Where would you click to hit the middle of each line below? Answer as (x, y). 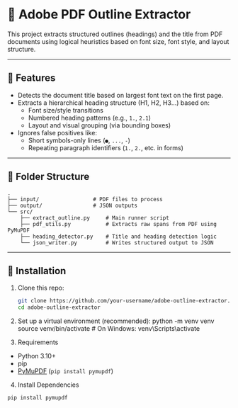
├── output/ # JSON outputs (73, 205)
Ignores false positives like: (57, 132)
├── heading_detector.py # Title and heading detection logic (119, 237)
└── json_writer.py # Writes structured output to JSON (117, 243)
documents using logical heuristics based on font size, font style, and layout (118, 41)
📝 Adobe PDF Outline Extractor (99, 15)
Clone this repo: (41, 288)
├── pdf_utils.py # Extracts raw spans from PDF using (119, 224)
